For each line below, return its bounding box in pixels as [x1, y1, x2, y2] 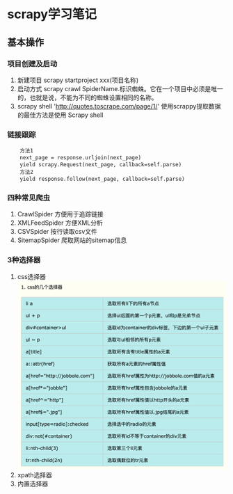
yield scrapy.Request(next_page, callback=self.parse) [19, 161, 182, 168]
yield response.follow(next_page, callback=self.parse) [19, 175, 186, 183]
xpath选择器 [17, 470, 52, 479]
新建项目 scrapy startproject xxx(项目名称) [17, 76, 139, 84]
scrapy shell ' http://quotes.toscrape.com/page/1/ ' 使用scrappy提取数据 [17, 102, 221, 110]
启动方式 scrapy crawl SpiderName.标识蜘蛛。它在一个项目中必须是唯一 [17, 84, 224, 93]
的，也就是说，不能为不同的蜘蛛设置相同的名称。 [17, 93, 158, 102]
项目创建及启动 [7, 58, 58, 68]
